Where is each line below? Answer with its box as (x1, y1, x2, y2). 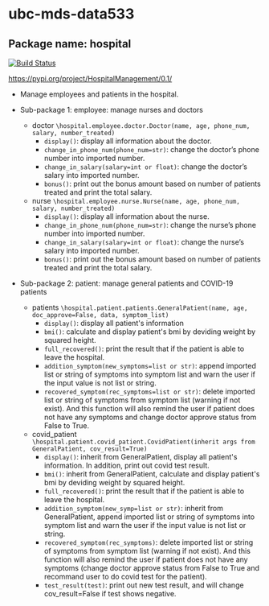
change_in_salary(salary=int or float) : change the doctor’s (43, 162, 247, 171)
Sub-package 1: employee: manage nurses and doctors (19, 105, 203, 114)
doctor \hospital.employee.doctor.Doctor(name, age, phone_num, (31, 121, 251, 130)
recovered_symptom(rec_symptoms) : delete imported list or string (43, 538, 254, 547)
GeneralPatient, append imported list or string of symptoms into (43, 512, 255, 521)
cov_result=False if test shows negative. (43, 589, 177, 598)
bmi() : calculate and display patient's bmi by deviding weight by (43, 327, 256, 336)
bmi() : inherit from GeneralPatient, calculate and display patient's (43, 469, 260, 479)
